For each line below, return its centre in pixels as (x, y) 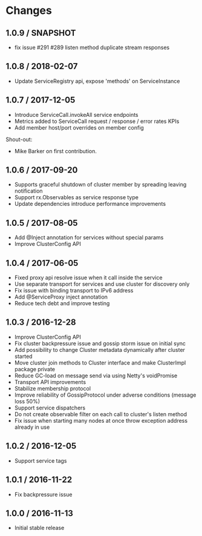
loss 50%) (27, 401)
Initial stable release (39, 528)
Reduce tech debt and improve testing (62, 303)
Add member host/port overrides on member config (79, 127)
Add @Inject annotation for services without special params (89, 237)
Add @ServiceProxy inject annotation (61, 297)
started (23, 356)
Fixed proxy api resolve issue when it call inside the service (88, 278)
